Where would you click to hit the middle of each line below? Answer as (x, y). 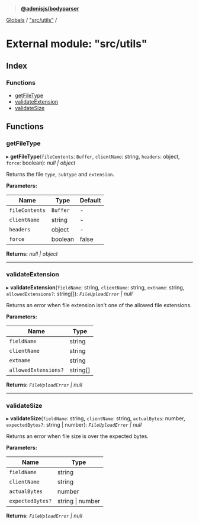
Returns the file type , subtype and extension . (60, 174)
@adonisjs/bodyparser (50, 9)
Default (90, 200)
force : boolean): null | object (41, 163)
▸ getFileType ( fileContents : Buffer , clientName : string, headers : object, (93, 156)
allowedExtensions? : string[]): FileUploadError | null (70, 294)
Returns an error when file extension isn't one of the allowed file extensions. (99, 305)
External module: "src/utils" (77, 44)
